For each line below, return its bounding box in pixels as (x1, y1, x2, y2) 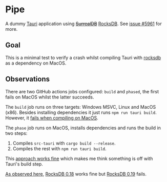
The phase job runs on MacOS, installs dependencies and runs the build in (5, 125, 161, 131)
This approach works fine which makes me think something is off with (5, 155, 153, 161)
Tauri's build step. (5, 160, 44, 167)
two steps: (5, 130, 28, 136)
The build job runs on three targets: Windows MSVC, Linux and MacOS (5, 104, 156, 110)
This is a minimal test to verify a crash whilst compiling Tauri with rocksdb (5, 54, 161, 60)
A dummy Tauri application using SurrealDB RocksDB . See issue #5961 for (5, 21, 162, 27)
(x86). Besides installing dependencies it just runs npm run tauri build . (5, 109, 157, 115)
